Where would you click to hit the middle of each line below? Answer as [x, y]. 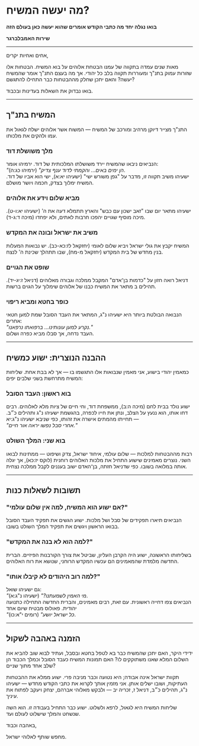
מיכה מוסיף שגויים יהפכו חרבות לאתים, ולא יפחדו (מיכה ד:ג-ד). [76, 217]
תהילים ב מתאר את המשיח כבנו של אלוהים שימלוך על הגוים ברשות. [81, 286]
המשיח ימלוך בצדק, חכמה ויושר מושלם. [50, 183]
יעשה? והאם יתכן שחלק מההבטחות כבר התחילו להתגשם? [70, 79]
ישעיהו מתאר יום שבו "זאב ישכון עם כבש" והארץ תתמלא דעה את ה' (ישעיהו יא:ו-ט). [99, 211]
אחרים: [14, 321]
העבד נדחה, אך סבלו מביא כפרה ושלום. [50, 334]
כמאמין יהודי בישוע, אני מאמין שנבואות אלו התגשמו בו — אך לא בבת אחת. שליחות [98, 372]
